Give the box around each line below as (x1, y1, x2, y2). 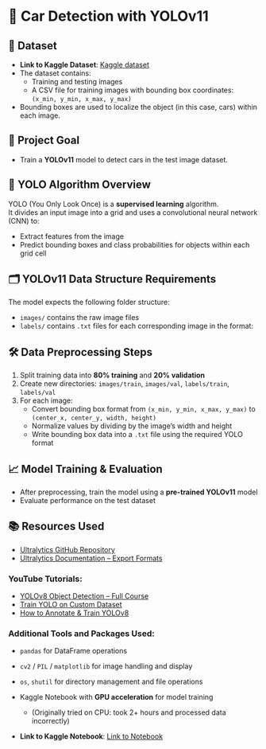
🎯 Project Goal (8, 134, 80, 147)
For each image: (19, 396, 73, 405)
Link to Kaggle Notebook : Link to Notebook (19, 731, 164, 741)
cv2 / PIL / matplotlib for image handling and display (19, 661, 193, 671)
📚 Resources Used (8, 520, 105, 533)
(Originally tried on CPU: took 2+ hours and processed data (31, 708, 226, 717)
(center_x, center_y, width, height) (31, 414, 157, 423)
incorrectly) (31, 716, 70, 726)
